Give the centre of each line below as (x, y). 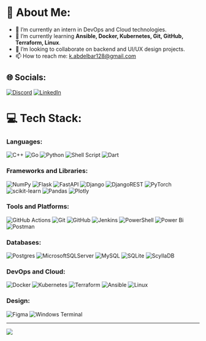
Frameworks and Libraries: (47, 171)
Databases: (24, 242)
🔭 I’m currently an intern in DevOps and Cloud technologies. (91, 29)
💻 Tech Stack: (44, 118)
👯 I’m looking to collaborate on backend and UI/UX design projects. (100, 49)
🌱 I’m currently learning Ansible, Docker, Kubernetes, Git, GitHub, (99, 36)
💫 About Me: (39, 13)
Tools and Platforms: (38, 207)
